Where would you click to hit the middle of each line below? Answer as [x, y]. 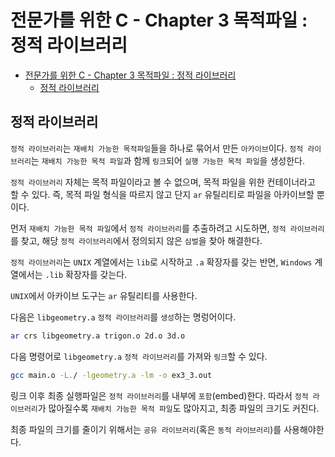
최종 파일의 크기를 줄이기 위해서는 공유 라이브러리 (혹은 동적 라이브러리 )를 [146, 429]
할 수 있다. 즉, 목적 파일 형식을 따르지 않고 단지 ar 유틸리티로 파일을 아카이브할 [162, 194]
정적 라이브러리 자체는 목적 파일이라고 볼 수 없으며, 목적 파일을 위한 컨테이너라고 [163, 182]
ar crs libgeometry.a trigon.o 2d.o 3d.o [98, 336]
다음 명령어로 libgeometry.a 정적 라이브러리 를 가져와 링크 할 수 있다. [139, 356]
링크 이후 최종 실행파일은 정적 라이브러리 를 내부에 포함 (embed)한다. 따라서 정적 [159, 395]
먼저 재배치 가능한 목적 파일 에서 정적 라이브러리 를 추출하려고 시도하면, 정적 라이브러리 [167, 228]
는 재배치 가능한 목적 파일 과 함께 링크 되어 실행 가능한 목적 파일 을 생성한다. [167, 160]
